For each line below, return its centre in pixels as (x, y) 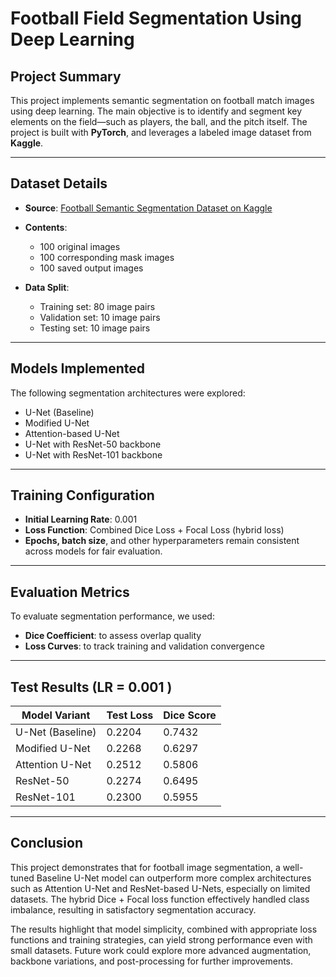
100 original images (80, 246)
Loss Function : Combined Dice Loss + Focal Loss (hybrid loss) (154, 530)
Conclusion (47, 843)
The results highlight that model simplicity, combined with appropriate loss (164, 929)
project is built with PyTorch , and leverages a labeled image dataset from (161, 132)
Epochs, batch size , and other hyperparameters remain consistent (162, 541)
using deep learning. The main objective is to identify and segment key (156, 111)
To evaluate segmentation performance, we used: (112, 616)
